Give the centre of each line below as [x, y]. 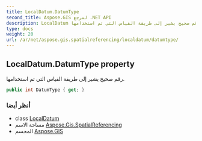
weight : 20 [20, 34]
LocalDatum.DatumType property [71, 64]
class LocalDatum [37, 118]
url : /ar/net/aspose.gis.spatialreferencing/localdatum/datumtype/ [93, 40]
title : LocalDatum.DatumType [43, 12]
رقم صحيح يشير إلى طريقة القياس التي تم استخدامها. [66, 78]
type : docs [20, 29]
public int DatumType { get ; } [45, 90]
